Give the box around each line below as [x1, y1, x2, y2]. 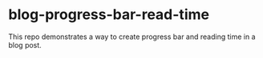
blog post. [8, 40, 42, 49]
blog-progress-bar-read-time [8, 6, 210, 24]
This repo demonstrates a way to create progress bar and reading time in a [8, 32, 256, 41]
